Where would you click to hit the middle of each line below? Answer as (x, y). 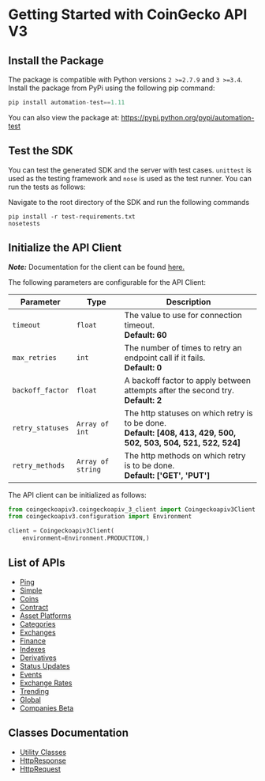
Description (188, 301)
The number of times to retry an (183, 347)
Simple (31, 590)
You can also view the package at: (64, 117)
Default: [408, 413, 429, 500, (180, 433)
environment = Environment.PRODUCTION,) (86, 538)
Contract (34, 607)
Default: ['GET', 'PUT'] (167, 475)
